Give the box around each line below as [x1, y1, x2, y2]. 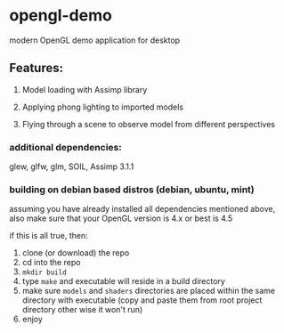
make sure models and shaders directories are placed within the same [21, 286, 276, 296]
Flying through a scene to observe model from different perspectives [21, 118, 276, 129]
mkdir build [21, 268, 67, 277]
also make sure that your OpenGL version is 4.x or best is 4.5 [9, 213, 233, 223]
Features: [9, 61, 64, 76]
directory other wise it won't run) [21, 305, 143, 315]
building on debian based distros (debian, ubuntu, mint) [9, 183, 256, 196]
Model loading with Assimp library [21, 84, 148, 94]
